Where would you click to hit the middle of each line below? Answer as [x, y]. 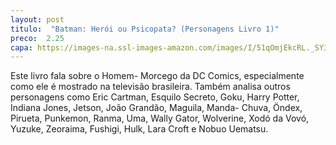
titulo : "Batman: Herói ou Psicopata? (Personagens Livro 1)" [145, 29]
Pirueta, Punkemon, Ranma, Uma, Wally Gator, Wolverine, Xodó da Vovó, [160, 118]
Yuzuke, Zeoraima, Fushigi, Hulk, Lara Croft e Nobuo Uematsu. [139, 129]
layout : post [37, 19]
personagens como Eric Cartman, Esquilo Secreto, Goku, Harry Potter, [155, 97]
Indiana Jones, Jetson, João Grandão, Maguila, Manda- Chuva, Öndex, [156, 108]
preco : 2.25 [37, 38]
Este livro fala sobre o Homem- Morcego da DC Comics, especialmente [157, 76]
